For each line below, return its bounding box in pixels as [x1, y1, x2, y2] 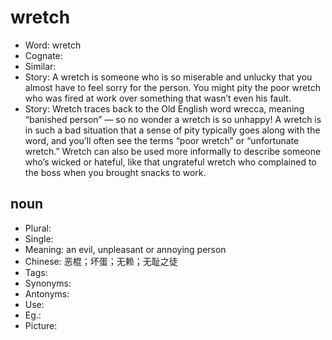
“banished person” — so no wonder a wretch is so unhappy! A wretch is [24, 113, 322, 125]
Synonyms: [24, 277, 72, 289]
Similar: [24, 60, 57, 72]
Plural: [24, 222, 52, 234]
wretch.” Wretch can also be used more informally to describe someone [24, 145, 322, 157]
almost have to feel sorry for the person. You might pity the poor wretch [24, 81, 321, 93]
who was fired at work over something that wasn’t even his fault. [24, 92, 292, 104]
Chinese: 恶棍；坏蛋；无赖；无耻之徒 [24, 255, 178, 267]
